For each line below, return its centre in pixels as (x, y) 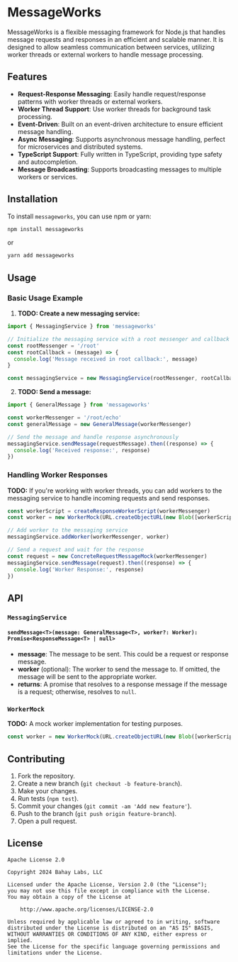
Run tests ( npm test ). (48, 798)
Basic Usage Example (45, 298)
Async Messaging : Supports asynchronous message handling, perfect (121, 139)
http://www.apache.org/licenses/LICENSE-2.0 (87, 909)
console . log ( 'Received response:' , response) (82, 450)
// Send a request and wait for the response (75, 550)
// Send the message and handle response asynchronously (93, 437)
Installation (33, 199)
